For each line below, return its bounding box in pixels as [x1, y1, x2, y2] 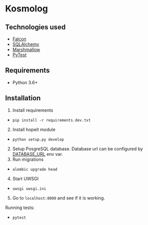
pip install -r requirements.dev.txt [12, 117, 91, 122]
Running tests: [5, 205, 35, 211]
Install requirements [12, 107, 53, 113]
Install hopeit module [12, 126, 56, 132]
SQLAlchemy [12, 41, 39, 47]
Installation [5, 94, 41, 103]
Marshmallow [12, 47, 40, 52]
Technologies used [5, 23, 66, 31]
